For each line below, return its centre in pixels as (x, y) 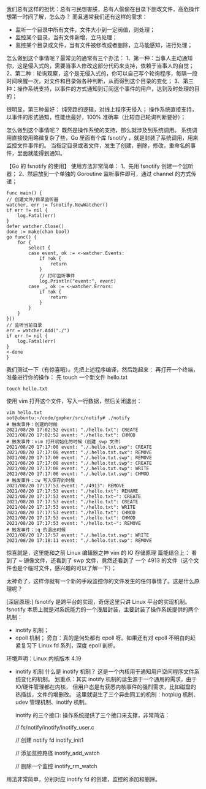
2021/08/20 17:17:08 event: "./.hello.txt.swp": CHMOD (78, 474)
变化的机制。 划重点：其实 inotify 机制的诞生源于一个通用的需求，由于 (109, 679)
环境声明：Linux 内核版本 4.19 (44, 658)
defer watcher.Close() (35, 226)
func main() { (25, 193)
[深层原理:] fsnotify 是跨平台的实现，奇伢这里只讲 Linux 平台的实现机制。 (98, 602)
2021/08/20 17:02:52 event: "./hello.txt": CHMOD (71, 435)
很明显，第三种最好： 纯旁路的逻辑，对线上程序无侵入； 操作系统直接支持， (102, 109)
